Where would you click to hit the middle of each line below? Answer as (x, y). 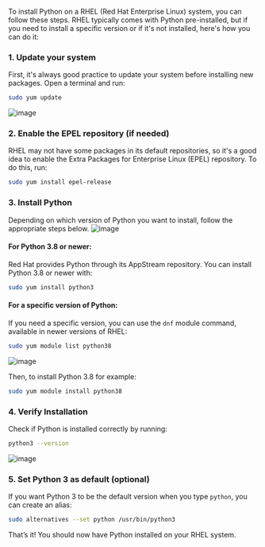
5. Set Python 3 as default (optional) (79, 479)
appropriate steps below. (49, 228)
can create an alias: (40, 505)
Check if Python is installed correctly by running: (88, 429)
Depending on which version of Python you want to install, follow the (121, 220)
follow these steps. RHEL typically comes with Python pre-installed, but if (128, 20)
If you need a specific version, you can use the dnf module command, (122, 323)
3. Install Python (40, 203)
